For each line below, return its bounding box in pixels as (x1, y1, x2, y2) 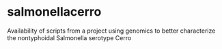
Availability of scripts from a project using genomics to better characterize (7, 27, 216, 35)
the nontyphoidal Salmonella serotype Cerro (7, 33, 132, 42)
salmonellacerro (7, 4, 102, 20)
